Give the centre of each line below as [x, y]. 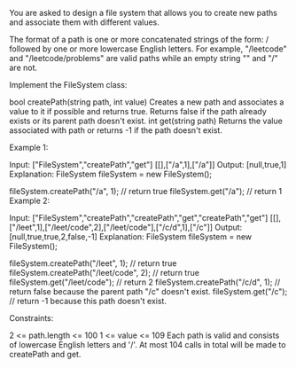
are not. [23, 67]
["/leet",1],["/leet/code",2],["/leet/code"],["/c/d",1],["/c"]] [111, 227]
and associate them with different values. [84, 22]
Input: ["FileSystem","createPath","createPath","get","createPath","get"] [139, 218]
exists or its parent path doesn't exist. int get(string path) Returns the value [146, 121]
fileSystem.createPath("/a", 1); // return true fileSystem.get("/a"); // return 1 [145, 191]
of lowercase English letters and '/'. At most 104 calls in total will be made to [148, 345]
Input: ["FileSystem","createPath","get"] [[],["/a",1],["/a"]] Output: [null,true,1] [148, 164]
